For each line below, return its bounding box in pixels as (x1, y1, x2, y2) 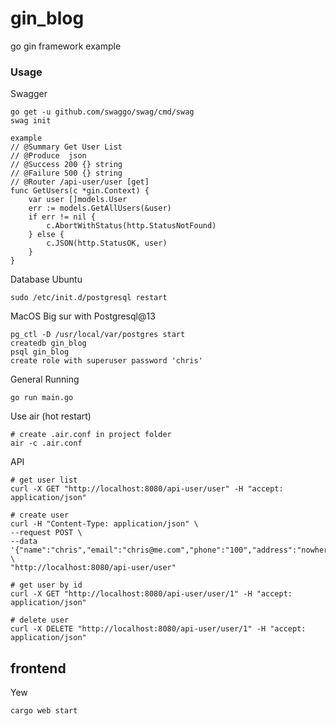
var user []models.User (28, 195, 128, 205)
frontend (10, 660, 67, 677)
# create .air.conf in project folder (10, 430, 172, 440)
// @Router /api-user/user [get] (10, 177, 150, 187)
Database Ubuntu (10, 273, 83, 286)
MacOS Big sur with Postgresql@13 (10, 310, 156, 322)
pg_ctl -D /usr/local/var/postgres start (10, 330, 186, 340)
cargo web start (10, 706, 78, 716)
